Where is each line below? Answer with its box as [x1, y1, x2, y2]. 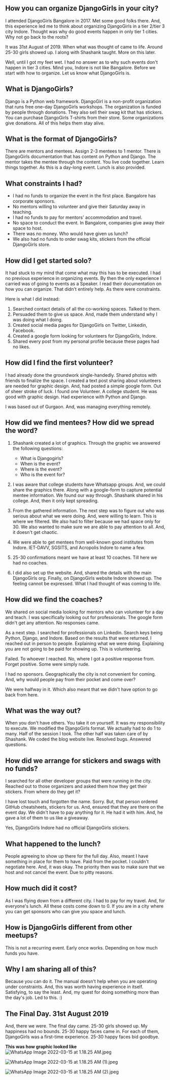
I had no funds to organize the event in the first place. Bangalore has [12, 193, 156, 199]
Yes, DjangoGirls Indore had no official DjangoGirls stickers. [5, 825, 130, 831]
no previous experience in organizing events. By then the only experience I [5, 275, 162, 281]
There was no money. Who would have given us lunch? [12, 230, 128, 237]
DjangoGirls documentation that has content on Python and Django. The [5, 153, 156, 160]
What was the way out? [5, 706, 81, 715]
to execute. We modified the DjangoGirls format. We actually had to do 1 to [5, 725, 161, 731]
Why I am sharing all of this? [5, 965, 96, 973]
